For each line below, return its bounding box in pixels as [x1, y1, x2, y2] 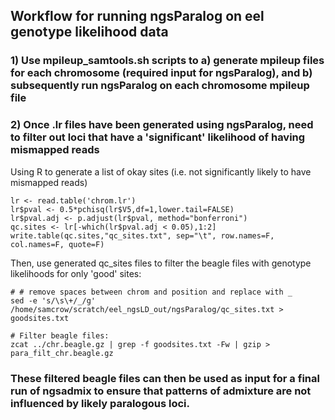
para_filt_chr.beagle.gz [10, 348, 114, 358]
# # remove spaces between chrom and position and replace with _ [10, 287, 293, 297]
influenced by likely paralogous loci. [10, 396, 190, 410]
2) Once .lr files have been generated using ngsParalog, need [10, 118, 314, 132]
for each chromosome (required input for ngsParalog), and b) [10, 66, 313, 80]
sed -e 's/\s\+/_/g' [10, 295, 97, 306]
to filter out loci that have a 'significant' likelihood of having [10, 130, 306, 144]
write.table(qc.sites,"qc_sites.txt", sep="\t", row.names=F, [10, 230, 275, 241]
